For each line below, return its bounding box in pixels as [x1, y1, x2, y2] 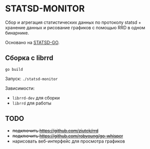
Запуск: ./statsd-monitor [5, 75, 58, 82]
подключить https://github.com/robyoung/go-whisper [12, 133, 123, 139]
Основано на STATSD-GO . [5, 39, 60, 45]
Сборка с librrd [5, 54, 53, 62]
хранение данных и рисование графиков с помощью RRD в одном [5, 24, 146, 30]
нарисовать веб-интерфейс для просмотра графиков [12, 138, 125, 144]
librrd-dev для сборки [12, 95, 60, 100]
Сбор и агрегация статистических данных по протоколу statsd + [5, 19, 142, 25]
